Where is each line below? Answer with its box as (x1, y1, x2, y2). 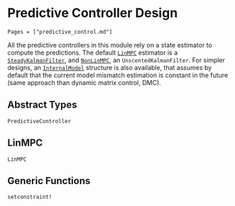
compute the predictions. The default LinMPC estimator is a (7, 48, 178, 57)
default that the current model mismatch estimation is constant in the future (7, 71, 229, 79)
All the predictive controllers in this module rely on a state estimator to (7, 40, 212, 49)
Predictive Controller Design (7, 5, 178, 21)
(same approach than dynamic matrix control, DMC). (7, 78, 161, 86)
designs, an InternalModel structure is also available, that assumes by (7, 63, 212, 71)
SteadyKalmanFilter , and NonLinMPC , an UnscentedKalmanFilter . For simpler (7, 55, 226, 64)
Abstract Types (7, 99, 77, 111)
